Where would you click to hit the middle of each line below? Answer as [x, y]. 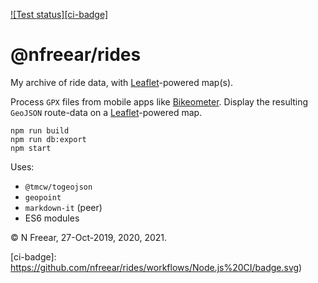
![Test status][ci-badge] [59, 14]
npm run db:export [48, 139]
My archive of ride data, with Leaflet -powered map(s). [122, 82]
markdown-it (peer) [63, 207]
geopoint [43, 197]
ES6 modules [52, 218]
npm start [31, 148]
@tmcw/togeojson [58, 187]
